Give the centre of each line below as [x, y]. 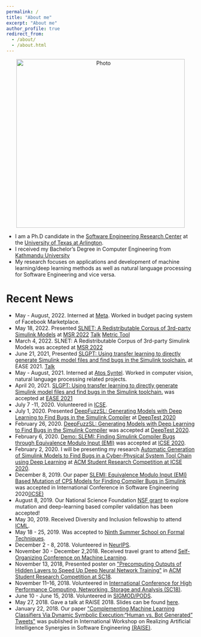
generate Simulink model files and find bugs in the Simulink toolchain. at [104, 360]
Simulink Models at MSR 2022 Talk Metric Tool [72, 334]
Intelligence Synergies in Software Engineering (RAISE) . [83, 627]
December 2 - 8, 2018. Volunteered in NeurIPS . [73, 545]
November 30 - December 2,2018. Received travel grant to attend [96, 551]
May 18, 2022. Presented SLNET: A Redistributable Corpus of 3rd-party [103, 328]
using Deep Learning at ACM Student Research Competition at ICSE [98, 462]
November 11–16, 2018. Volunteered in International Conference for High [103, 583]
